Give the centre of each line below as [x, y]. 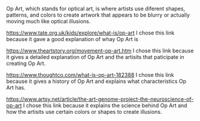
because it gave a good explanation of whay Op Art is [72, 39]
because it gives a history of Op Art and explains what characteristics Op [96, 81]
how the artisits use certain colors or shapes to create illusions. [84, 112]
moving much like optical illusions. [49, 21]
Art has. [16, 88]
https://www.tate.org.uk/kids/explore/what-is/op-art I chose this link [90, 33]
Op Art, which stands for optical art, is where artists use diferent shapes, [96, 9]
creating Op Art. [26, 63]
